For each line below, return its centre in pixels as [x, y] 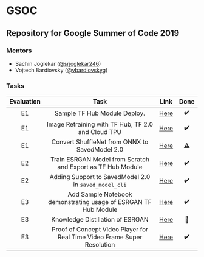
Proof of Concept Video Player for [100, 230]
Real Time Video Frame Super [100, 237]
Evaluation [25, 102]
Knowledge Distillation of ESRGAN [100, 220]
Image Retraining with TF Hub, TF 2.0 [100, 124]
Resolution [100, 245]
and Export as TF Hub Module [100, 167]
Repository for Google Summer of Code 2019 [93, 33]
